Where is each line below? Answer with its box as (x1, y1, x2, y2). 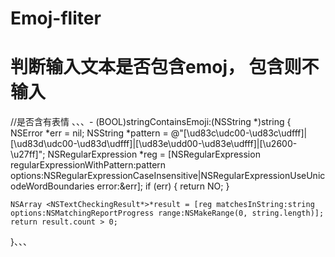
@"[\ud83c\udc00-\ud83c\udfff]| (170, 127, 308, 139)
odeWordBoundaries (10, 180, 95, 192)
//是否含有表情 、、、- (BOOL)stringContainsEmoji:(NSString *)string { (10, 116, 292, 128)
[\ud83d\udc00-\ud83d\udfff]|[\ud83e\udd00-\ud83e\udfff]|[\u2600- (10, 138, 298, 150)
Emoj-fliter (10, 7, 102, 30)
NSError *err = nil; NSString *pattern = (10, 127, 169, 139)
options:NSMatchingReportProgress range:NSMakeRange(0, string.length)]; (10, 208, 325, 219)
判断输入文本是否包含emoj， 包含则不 (10, 56, 320, 79)
